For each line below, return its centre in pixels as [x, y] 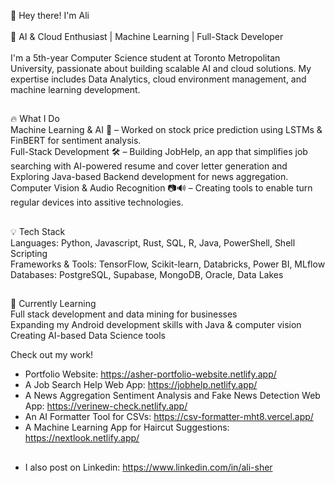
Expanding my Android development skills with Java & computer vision [156, 325]
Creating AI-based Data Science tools [88, 336]
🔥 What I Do [35, 119]
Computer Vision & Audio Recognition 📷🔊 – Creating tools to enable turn [161, 188]
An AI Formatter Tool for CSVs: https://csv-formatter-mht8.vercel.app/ [169, 417]
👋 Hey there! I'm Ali [50, 15]
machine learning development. [75, 89]
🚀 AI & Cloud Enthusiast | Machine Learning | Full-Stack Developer [147, 36]
